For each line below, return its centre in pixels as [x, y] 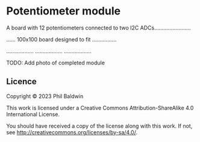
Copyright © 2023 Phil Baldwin [45, 96]
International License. [33, 114]
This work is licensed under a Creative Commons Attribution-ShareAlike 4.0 [100, 108]
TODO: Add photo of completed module [56, 63]
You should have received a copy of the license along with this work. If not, [99, 126]
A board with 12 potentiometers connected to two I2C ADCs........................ [98, 28]
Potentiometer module [64, 11]
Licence [22, 82]
